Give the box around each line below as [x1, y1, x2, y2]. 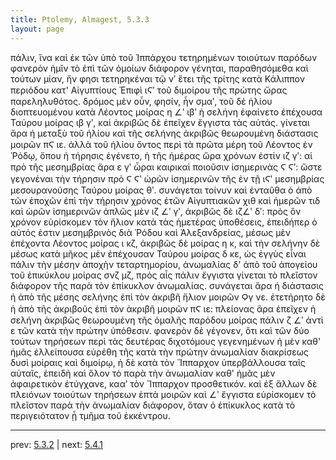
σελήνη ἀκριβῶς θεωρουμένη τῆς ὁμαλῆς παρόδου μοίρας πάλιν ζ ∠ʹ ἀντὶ [10, 314, 324, 326]
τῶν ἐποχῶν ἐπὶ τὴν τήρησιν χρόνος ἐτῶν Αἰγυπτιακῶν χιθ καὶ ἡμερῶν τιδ [10, 194, 321, 206]
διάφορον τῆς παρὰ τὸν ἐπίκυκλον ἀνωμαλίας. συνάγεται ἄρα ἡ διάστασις [10, 279, 325, 291]
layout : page [10, 24, 65, 34]
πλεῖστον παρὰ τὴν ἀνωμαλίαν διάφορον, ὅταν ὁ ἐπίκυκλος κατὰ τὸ [10, 399, 296, 411]
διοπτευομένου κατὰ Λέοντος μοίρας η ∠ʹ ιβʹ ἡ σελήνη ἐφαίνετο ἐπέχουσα [10, 106, 323, 118]
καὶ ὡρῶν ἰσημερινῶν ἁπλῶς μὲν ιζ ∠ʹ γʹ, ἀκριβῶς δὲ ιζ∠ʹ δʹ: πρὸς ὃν [10, 205, 302, 217]
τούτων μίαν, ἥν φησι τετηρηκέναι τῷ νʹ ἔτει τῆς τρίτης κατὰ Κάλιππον [10, 72, 305, 85]
